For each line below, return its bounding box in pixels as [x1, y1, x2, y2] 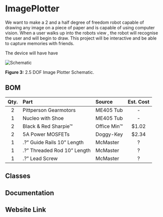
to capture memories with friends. [5, 40, 74, 46]
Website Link [5, 205, 46, 214]
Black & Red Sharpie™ [22, 122, 73, 129]
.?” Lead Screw [22, 155, 58, 162]
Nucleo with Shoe [22, 114, 64, 121]
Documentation [5, 189, 54, 197]
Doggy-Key [95, 131, 123, 138]
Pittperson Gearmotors [22, 107, 76, 113]
